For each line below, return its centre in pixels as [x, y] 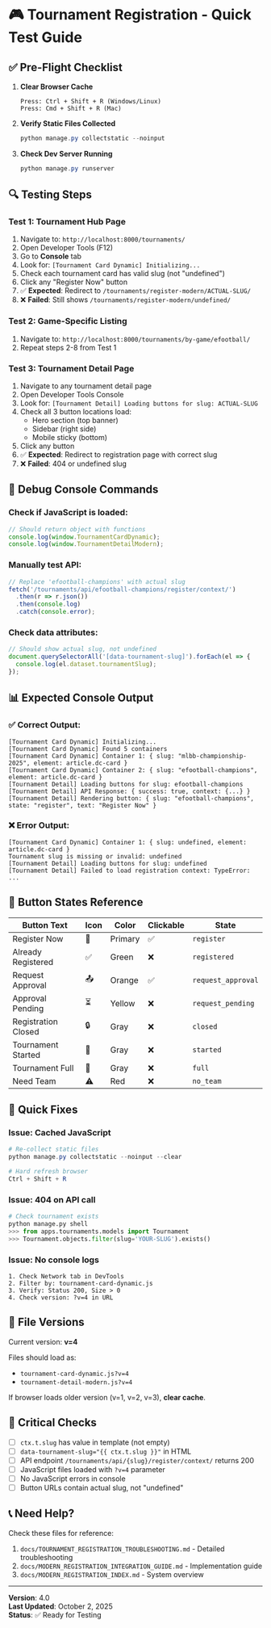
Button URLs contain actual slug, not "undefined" [102, 1487]
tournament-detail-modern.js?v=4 [76, 1382]
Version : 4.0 [29, 1597]
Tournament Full [43, 1068]
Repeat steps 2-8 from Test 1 [68, 347]
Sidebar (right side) [64, 429]
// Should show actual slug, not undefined [83, 649]
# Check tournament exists [54, 1217]
